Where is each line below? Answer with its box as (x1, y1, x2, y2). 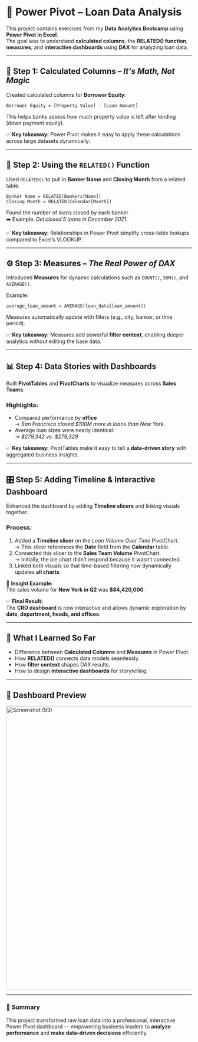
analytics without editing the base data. (6, 338, 102, 345)
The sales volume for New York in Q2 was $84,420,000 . (6, 586, 146, 593)
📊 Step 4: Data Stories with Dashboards (6, 361, 157, 371)
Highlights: (6, 401, 39, 409)
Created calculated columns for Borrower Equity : (6, 91, 127, 98)
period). (6, 320, 25, 327)
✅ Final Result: (6, 597, 43, 605)
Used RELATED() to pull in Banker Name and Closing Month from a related (6, 175, 186, 182)
